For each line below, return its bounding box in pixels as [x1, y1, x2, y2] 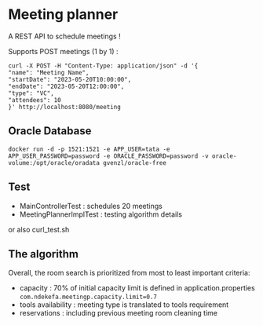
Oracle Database [8, 124, 92, 138]
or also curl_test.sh [8, 225, 70, 234]
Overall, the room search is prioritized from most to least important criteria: [8, 268, 250, 278]
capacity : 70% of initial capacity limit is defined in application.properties [19, 283, 255, 293]
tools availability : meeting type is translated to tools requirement [19, 300, 229, 309]
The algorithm [8, 247, 79, 261]
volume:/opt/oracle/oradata [8, 159, 100, 166]
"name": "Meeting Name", [8, 68, 89, 76]
